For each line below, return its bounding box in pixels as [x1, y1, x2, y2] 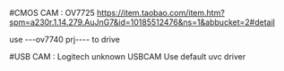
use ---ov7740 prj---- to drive [9, 35, 121, 44]
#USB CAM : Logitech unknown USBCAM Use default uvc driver [9, 51, 246, 61]
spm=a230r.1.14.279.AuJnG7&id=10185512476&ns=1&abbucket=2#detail [9, 17, 275, 28]
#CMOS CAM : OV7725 [9, 8, 96, 18]
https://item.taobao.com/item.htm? [97, 8, 226, 18]
